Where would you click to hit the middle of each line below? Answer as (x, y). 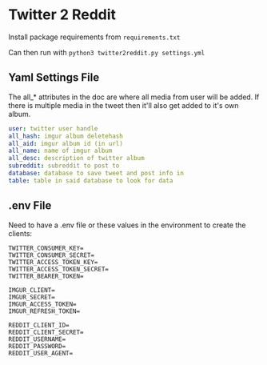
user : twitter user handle (53, 128)
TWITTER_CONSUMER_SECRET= (51, 255)
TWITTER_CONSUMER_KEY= (46, 248)
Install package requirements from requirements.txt (94, 37)
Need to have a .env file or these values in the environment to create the (127, 225)
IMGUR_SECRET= (32, 297)
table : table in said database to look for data (91, 180)
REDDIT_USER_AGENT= (41, 353)
